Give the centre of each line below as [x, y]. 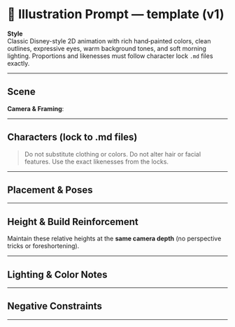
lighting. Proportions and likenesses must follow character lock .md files [110, 56]
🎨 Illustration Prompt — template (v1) [116, 14]
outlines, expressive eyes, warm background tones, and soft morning [107, 48]
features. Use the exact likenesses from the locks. [97, 161]
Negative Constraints [55, 306]
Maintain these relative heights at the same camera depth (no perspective [114, 239]
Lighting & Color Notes [57, 274]
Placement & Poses [50, 190]
